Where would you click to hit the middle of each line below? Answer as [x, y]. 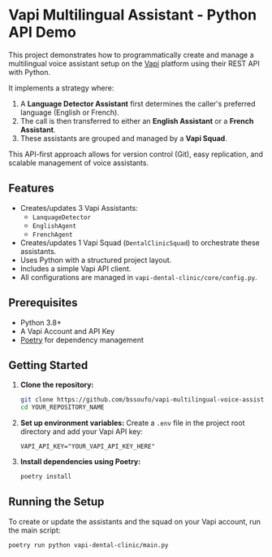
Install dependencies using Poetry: [80, 462]
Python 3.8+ [41, 322]
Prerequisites [43, 303]
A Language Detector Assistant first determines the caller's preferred [138, 103]
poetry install [46, 477]
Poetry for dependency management [82, 340]
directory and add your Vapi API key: [82, 432]
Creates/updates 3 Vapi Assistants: [79, 208]
